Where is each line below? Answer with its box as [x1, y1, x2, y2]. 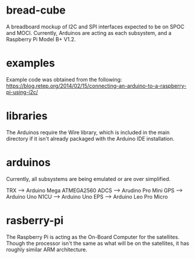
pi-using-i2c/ [6, 88, 38, 95]
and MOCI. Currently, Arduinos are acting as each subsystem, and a [6, 29, 172, 36]
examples [6, 57, 55, 70]
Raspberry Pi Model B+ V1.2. [6, 35, 76, 43]
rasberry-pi [6, 213, 64, 227]
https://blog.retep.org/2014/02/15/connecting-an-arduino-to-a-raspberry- [6, 82, 187, 89]
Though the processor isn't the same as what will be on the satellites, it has [6, 239, 190, 247]
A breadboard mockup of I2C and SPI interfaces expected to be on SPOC [6, 23, 185, 30]
